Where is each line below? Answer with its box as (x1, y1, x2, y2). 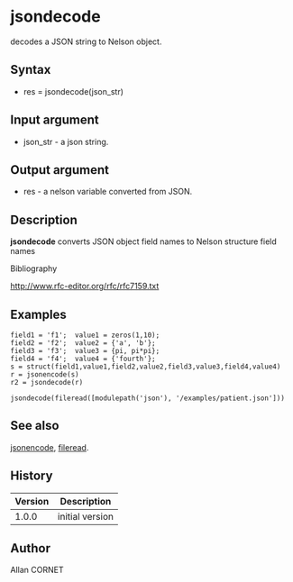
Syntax (10, 62, 51, 77)
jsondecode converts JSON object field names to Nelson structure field (10, 236, 278, 247)
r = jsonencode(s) (10, 370, 79, 379)
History (10, 468, 53, 484)
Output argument (10, 162, 109, 177)
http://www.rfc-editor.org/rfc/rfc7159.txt (10, 281, 160, 292)
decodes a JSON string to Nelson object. (10, 36, 162, 47)
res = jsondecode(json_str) (23, 86, 124, 96)
